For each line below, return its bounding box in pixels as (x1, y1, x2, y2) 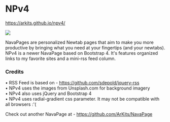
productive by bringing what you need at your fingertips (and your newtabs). (5, 44, 165, 51)
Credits (5, 68, 24, 75)
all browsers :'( (5, 101, 37, 107)
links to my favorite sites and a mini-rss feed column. (5, 55, 116, 62)
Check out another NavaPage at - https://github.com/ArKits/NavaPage (5, 111, 153, 117)
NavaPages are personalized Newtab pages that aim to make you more (5, 39, 154, 45)
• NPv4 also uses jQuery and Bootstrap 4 (5, 90, 92, 97)
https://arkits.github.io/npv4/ (5, 20, 65, 26)
